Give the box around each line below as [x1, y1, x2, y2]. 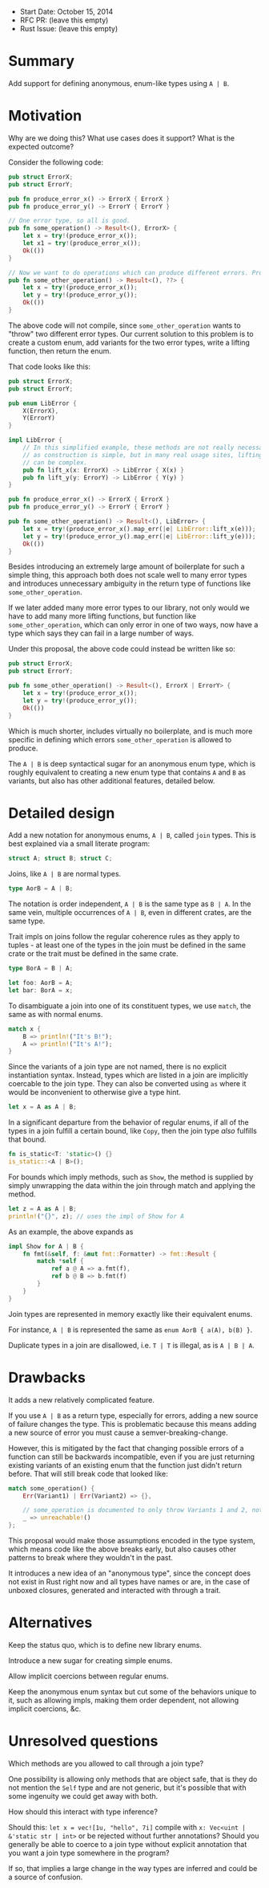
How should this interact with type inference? [8, 1807, 159, 1816]
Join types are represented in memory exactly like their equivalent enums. [8, 1309, 253, 1318]
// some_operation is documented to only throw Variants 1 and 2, [22, 1506, 249, 1514]
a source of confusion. [8, 1872, 83, 1882]
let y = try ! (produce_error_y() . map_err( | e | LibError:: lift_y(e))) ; [22, 532, 256, 541]
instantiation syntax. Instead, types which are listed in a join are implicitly [8, 1070, 248, 1080]
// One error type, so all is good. [8, 217, 130, 225]
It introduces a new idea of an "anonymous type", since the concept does [8, 1568, 251, 1578]
